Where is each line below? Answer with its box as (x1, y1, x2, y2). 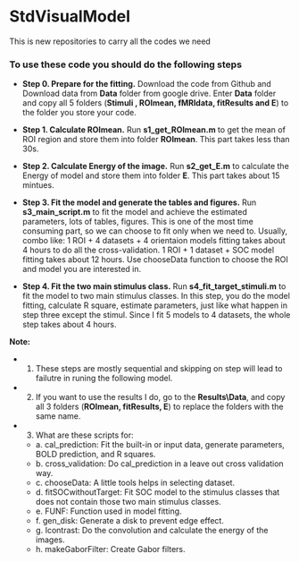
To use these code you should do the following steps (9, 58, 243, 71)
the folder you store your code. (21, 107, 137, 118)
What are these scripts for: (35, 430, 134, 440)
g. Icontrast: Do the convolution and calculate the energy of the (35, 525, 269, 536)
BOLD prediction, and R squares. (35, 449, 156, 460)
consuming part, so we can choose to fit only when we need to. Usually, (21, 226, 288, 236)
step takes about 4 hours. (21, 319, 117, 330)
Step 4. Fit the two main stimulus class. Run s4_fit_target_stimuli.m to (21, 281, 287, 292)
